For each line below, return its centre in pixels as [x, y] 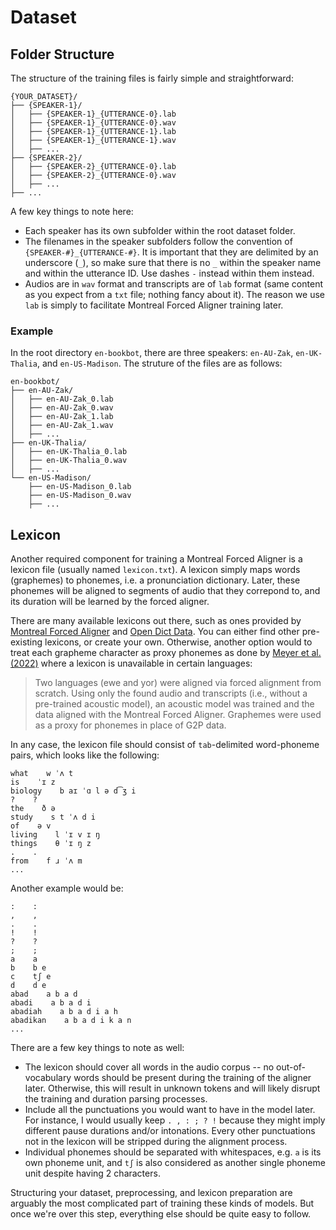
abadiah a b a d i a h [64, 1012]
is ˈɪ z [33, 782]
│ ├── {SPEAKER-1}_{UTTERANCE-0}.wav [93, 123]
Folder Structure [62, 54]
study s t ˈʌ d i [53, 817]
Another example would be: [67, 888]
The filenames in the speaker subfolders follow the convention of [158, 241]
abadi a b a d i [51, 1003]
